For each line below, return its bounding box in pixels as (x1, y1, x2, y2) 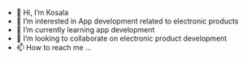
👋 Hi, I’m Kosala (15, 8, 69, 17)
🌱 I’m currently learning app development (15, 25, 155, 34)
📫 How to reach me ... (15, 43, 92, 52)
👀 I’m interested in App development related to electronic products (15, 16, 239, 26)
